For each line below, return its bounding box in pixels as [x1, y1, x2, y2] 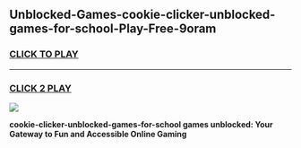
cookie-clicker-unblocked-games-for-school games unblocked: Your [9, 118, 273, 129]
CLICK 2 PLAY [9, 82, 72, 94]
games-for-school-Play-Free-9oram [9, 22, 217, 37]
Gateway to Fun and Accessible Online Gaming [9, 128, 187, 139]
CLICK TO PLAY [9, 48, 79, 61]
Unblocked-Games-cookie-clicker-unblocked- [9, 7, 276, 22]
